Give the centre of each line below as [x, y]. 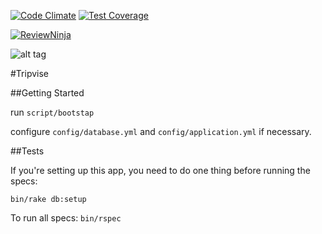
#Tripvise [30, 73]
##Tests [27, 151]
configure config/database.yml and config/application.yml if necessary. [161, 131]
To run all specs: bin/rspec [66, 218]
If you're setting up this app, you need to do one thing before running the [160, 170]
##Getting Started [47, 93]
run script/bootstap [52, 112]
